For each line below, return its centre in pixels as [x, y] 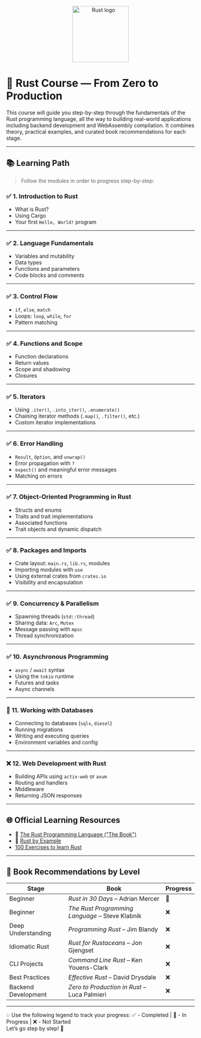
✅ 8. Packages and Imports [46, 550]
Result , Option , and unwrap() [50, 457]
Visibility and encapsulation [49, 583]
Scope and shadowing [42, 369]
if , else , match [33, 309]
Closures [26, 375]
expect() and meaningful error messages [66, 469]
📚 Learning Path [38, 163]
